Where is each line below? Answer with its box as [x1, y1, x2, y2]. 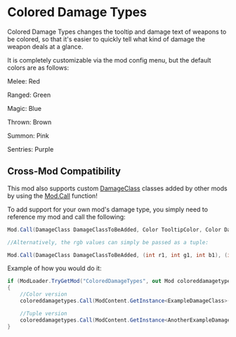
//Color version [20, 291, 68, 298]
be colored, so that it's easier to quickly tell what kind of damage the [7, 34, 206, 43]
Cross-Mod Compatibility [7, 166, 122, 178]
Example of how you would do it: [7, 264, 102, 272]
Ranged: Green [7, 91, 51, 99]
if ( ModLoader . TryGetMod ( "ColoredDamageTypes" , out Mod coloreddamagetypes [7, 278, 234, 285]
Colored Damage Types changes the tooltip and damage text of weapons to [7, 27, 227, 36]
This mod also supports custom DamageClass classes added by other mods [7, 184, 228, 192]
